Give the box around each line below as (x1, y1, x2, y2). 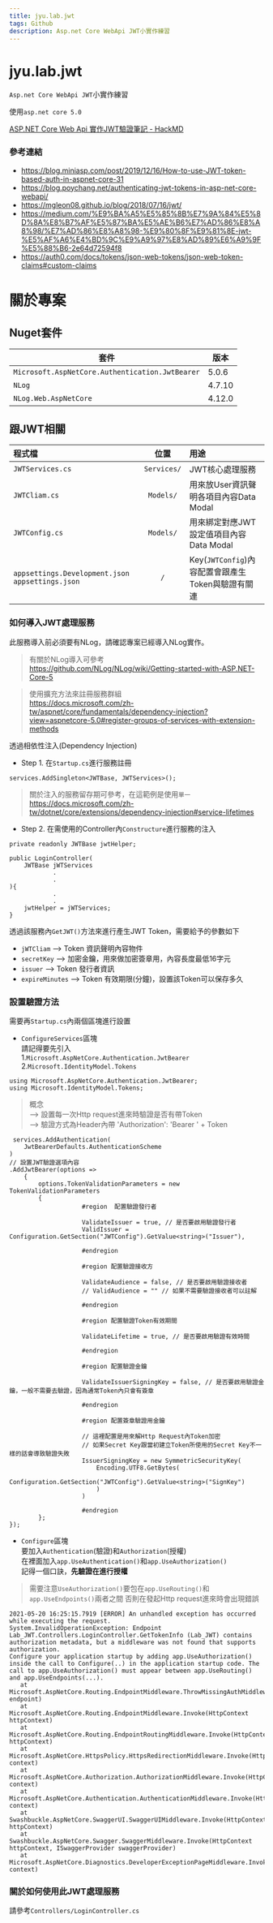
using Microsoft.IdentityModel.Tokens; (9, 1084, 144, 1092)
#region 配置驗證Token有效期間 (81, 1317, 177, 1325)
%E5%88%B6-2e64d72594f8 (20, 243, 122, 252)
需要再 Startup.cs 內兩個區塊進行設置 (9, 1016, 131, 1026)
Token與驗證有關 (189, 579, 254, 590)
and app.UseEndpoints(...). (9, 1674, 105, 1682)
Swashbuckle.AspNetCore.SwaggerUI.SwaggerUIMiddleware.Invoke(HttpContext (9, 1816, 267, 1824)
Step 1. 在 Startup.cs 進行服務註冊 (20, 758, 132, 768)
